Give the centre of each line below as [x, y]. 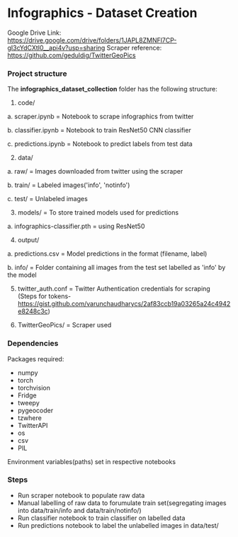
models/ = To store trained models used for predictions [98, 213]
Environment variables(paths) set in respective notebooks [91, 461]
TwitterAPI [33, 425]
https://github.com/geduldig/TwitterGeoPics [72, 55]
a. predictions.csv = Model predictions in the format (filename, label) [107, 254]
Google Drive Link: [34, 33]
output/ [28, 240]
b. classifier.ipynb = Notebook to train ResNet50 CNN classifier [99, 130]
